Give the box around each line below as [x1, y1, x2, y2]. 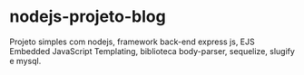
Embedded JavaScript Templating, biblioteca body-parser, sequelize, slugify [9, 45, 295, 56]
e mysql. [9, 55, 42, 66]
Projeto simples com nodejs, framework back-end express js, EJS [9, 36, 256, 47]
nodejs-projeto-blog [9, 6, 166, 27]
